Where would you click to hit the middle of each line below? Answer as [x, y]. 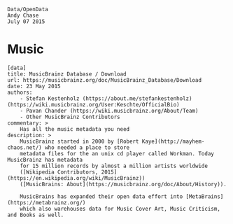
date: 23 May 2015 [34, 86]
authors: [20, 92]
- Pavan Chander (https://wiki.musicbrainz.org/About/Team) [109, 111]
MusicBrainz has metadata [45, 160]
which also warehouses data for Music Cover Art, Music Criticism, [120, 209]
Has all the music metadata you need [75, 129]
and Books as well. [36, 215]
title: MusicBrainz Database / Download [67, 74]
